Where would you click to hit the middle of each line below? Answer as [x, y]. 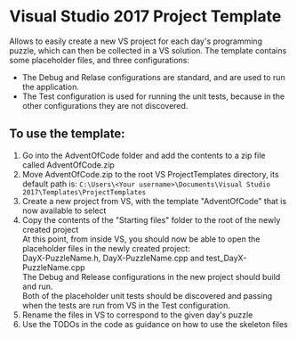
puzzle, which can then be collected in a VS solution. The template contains [148, 50]
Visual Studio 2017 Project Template [145, 16]
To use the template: [68, 134]
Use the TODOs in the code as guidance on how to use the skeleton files [155, 324]
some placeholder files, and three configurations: [99, 60]
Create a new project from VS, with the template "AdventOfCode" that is [154, 201]
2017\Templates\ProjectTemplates [84, 192]
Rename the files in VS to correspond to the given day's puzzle [137, 315]
